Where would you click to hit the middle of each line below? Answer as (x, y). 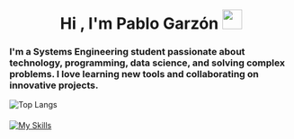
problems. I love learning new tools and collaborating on (134, 74)
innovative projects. (54, 85)
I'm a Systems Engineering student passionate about (127, 52)
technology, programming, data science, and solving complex (147, 63)
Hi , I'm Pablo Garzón (139, 24)
